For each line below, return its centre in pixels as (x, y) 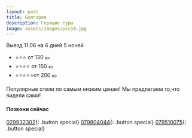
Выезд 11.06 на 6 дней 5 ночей (45, 45)
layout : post (22, 12)
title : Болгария (26, 17)
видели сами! (24, 96)
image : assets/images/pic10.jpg (46, 28)
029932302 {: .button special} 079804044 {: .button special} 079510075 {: (96, 122)
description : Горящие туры (40, 23)
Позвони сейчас (28, 109)
